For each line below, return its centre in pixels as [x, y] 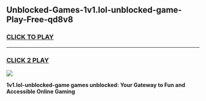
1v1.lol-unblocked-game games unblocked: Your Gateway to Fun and [96, 84]
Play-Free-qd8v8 [40, 20]
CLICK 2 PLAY [28, 60]
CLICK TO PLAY [30, 37]
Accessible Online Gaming [41, 91]
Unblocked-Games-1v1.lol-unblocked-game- [94, 10]
